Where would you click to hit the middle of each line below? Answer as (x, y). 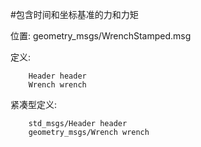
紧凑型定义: (34, 104)
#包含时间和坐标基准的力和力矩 (74, 14)
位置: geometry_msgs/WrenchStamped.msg (101, 36)
